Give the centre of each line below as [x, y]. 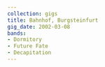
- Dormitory [24, 40]
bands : [17, 33]
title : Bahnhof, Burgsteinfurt [53, 20]
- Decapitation [29, 53]
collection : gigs [33, 14]
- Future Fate [28, 46]
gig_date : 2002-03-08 [39, 27]
